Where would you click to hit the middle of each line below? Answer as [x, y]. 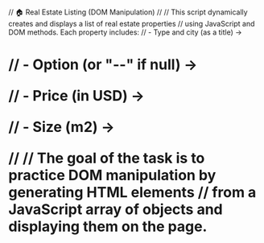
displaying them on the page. [108, 227]
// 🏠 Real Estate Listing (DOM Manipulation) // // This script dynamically [128, 12]
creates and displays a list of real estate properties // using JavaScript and [132, 24]
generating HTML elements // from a [132, 193]
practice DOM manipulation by [112, 175]
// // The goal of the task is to [107, 158]
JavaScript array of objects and [115, 210]
